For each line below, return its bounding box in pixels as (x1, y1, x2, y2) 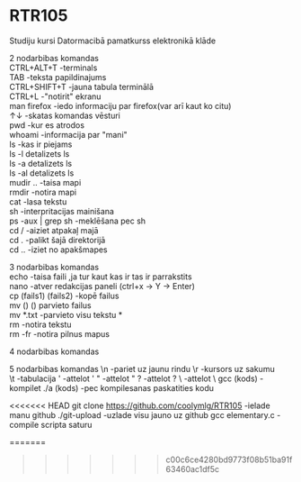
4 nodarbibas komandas (9, 346, 100, 357)
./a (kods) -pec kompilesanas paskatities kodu (43, 382, 214, 393)
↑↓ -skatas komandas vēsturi (9, 110, 121, 121)
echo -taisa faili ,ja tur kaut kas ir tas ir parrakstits (9, 271, 192, 282)
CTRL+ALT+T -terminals (9, 62, 98, 73)
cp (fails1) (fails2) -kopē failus (9, 290, 120, 301)
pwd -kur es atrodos (9, 119, 85, 131)
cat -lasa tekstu (9, 196, 67, 207)
